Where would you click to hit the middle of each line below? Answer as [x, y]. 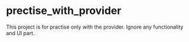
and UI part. [21, 33]
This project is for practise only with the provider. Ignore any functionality [95, 27]
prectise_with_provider [64, 11]
